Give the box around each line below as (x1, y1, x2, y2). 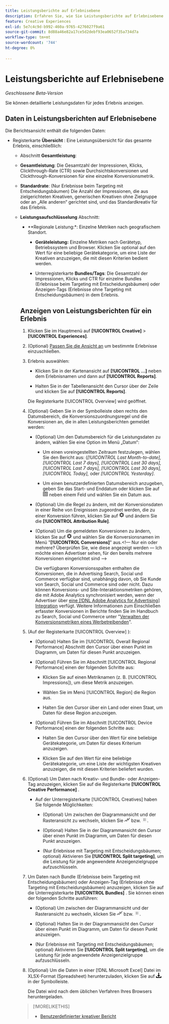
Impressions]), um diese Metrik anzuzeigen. (42, 679, 134, 686)
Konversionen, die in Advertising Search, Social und (35, 571, 143, 577)
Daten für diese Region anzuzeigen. (42, 710, 117, 716)
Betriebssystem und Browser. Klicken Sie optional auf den (35, 245, 155, 251)
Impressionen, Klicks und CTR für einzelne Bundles (35, 276, 142, 282)
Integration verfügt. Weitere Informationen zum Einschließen (35, 603, 161, 609)
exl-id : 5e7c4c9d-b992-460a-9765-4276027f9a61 (5, 24, 105, 29)
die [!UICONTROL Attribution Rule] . (35, 518, 110, 524)
